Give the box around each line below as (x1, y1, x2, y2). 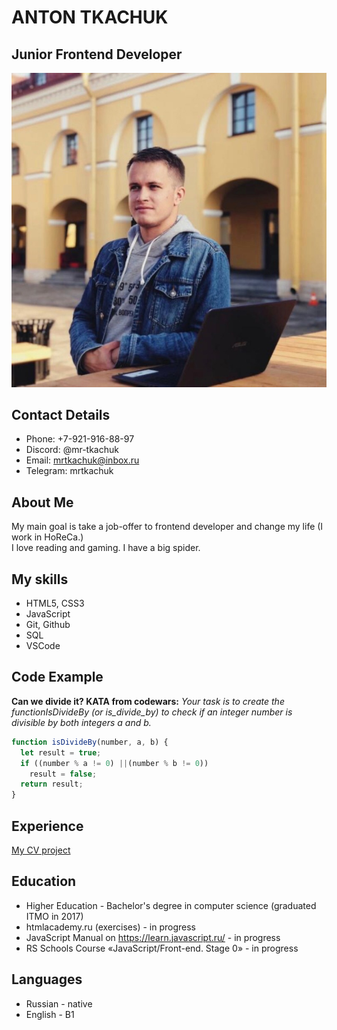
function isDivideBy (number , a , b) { (11, 737, 169, 747)
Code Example (11, 669, 104, 686)
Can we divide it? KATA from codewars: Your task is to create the (11, 695, 285, 707)
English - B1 (25, 1008, 75, 1020)
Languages (11, 971, 83, 988)
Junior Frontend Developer (11, 46, 183, 63)
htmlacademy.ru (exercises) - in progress (25, 921, 196, 933)
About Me (11, 494, 74, 511)
